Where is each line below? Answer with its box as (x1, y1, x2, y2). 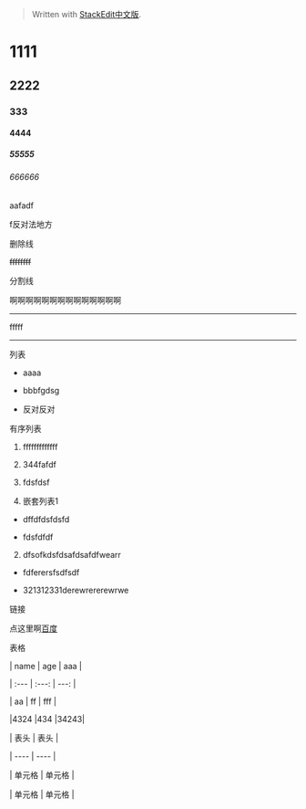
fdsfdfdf (22, 531, 54, 542)
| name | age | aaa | (9, 660, 82, 671)
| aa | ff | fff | (9, 696, 57, 707)
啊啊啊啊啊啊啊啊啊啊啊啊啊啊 (9, 294, 121, 305)
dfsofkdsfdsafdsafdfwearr (22, 549, 121, 560)
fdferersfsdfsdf (22, 566, 80, 578)
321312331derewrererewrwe (22, 584, 129, 595)
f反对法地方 (9, 218, 53, 229)
